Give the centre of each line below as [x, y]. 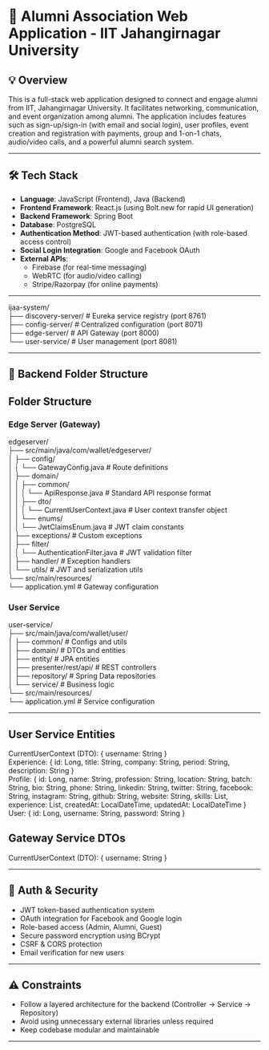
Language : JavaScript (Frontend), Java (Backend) [102, 199]
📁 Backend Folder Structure [78, 374]
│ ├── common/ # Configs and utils [68, 642]
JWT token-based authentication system [87, 910]
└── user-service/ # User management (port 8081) [93, 341]
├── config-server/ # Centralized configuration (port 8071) [106, 324]
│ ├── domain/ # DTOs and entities [67, 651]
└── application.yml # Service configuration [82, 702]
